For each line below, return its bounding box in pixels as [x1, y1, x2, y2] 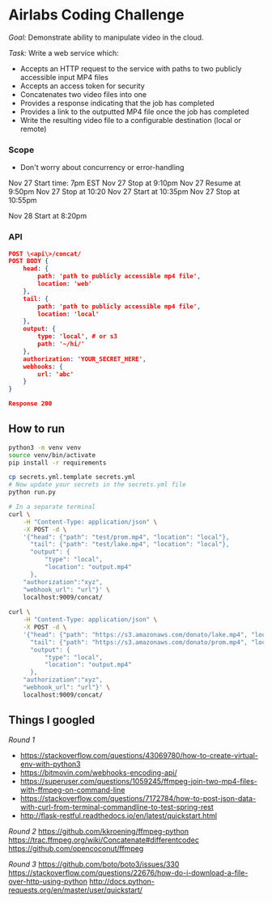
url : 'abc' [37, 370, 74, 378]
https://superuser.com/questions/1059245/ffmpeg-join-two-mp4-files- [19, 776, 257, 786]
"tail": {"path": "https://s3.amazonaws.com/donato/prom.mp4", [29, 638, 249, 647]
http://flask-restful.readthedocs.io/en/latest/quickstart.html [19, 811, 217, 820]
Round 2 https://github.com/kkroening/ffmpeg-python [8, 826, 189, 836]
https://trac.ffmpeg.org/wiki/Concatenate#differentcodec [8, 835, 200, 845]
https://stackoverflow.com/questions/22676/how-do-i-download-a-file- [8, 867, 249, 877]
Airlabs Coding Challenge [8, 6, 185, 24]
